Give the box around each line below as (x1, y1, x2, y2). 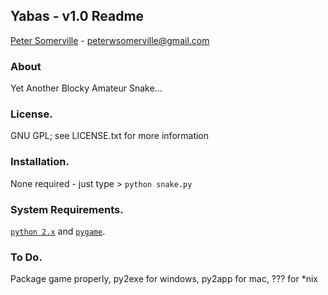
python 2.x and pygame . (10, 225, 106, 237)
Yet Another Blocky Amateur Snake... (10, 82, 163, 94)
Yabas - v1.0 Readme (10, 8, 145, 25)
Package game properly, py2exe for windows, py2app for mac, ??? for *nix (10, 273, 318, 285)
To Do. (10, 250, 43, 264)
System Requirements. (10, 202, 124, 216)
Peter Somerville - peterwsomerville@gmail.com (10, 34, 210, 46)
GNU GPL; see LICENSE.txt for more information (10, 130, 210, 142)
